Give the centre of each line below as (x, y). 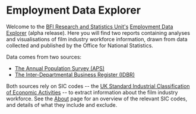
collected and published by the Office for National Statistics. (80, 45)
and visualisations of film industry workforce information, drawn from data (97, 39)
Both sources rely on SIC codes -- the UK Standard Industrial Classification (98, 86)
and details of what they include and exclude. (62, 105)
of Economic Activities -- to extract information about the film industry (92, 92)
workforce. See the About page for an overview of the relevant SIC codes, (97, 99)
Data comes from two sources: (44, 57)
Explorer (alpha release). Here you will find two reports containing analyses (98, 32)
